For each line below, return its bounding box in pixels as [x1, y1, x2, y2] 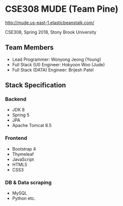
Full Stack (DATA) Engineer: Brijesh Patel [12, 67, 94, 73]
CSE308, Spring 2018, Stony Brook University [5, 29, 97, 35]
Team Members [5, 43, 54, 52]
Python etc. [12, 195, 36, 202]
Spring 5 [12, 112, 30, 118]
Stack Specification [5, 81, 66, 89]
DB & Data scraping [5, 179, 52, 186]
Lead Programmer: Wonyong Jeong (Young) [12, 56, 102, 62]
